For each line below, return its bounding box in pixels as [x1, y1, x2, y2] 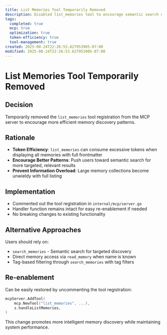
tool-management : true [9, 40, 57, 45]
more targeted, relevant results [12, 163, 76, 168]
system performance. [5, 324, 49, 331]
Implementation [5, 187, 56, 196]
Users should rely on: [5, 239, 49, 245]
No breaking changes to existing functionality [12, 211, 106, 217]
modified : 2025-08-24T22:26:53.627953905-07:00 [5, 49, 106, 54]
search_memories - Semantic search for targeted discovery [12, 248, 132, 254]
